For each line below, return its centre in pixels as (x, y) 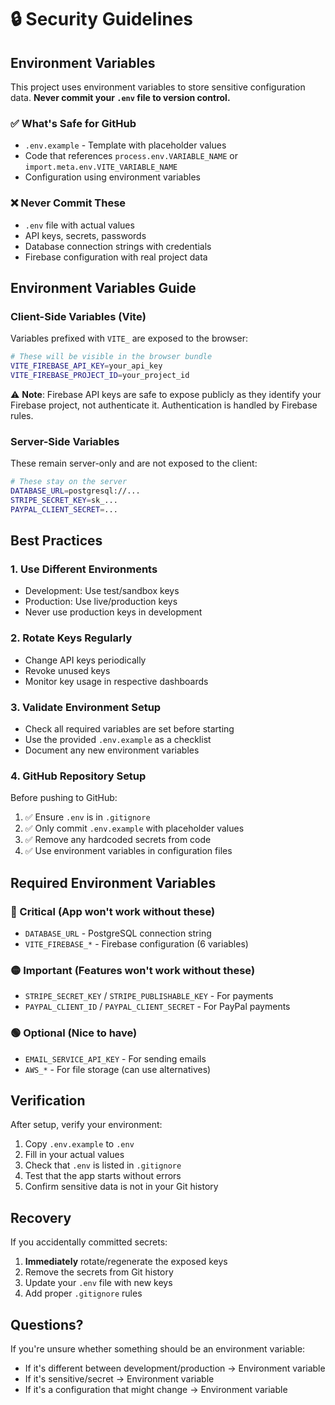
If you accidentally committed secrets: (89, 1242)
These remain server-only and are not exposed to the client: (134, 463)
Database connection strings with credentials (118, 246)
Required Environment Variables (113, 882)
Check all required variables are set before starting (129, 728)
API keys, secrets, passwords (85, 235)
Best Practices (56, 541)
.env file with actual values (79, 225)
